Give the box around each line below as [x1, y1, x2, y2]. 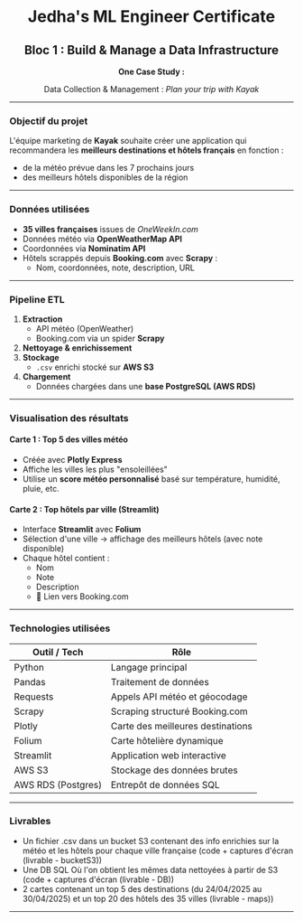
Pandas [14, 675, 46, 688]
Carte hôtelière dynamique [110, 734, 224, 747]
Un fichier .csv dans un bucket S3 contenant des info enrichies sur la [22, 835, 280, 846]
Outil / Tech [32, 645, 84, 658]
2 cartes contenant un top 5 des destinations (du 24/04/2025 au [22, 883, 262, 894]
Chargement [22, 371, 71, 381]
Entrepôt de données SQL [110, 778, 220, 791]
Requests [14, 690, 54, 702]
